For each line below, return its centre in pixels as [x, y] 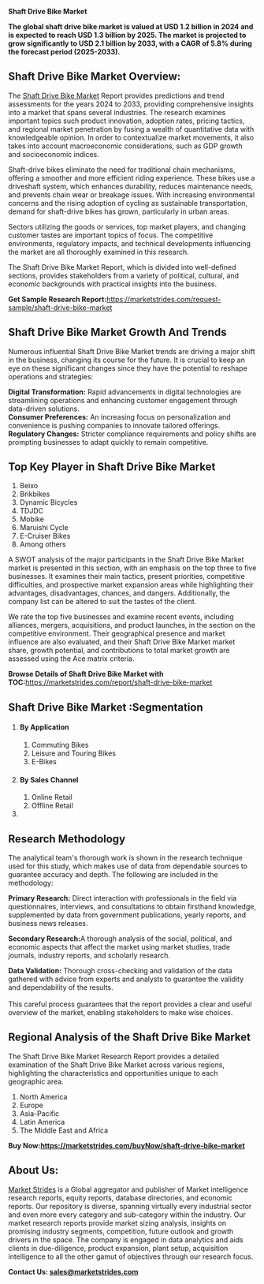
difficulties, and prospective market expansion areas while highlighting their [131, 585]
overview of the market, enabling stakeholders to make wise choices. [121, 1013]
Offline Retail [52, 806]
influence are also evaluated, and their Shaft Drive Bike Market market [122, 642]
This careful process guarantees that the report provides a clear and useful [130, 1004]
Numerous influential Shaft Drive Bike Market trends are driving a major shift [132, 351]
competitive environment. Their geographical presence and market [117, 633]
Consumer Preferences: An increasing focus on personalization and [119, 416]
